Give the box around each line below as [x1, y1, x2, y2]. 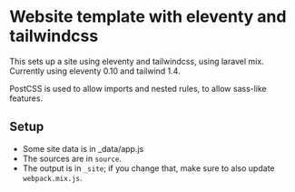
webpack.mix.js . [22, 172, 84, 183]
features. [9, 93, 44, 104]
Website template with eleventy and [9, 6, 287, 27]
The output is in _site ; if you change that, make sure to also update [22, 162, 275, 174]
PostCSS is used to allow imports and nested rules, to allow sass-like [9, 83, 268, 94]
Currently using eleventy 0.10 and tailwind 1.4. [9, 66, 181, 76]
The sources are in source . [22, 153, 123, 164]
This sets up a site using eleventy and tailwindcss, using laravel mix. [9, 56, 265, 66]
